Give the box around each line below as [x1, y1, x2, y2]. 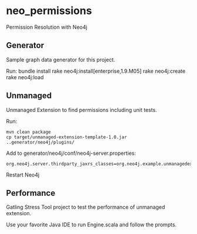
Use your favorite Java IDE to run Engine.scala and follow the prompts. [6, 221, 177, 228]
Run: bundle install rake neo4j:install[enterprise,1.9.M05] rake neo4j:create [6, 67, 186, 74]
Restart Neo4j [6, 171, 40, 178]
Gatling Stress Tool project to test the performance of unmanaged [6, 204, 165, 211]
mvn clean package [6, 129, 51, 135]
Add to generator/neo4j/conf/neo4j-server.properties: [6, 150, 137, 157]
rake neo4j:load [6, 73, 44, 80]
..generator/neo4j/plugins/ [6, 139, 75, 145]
